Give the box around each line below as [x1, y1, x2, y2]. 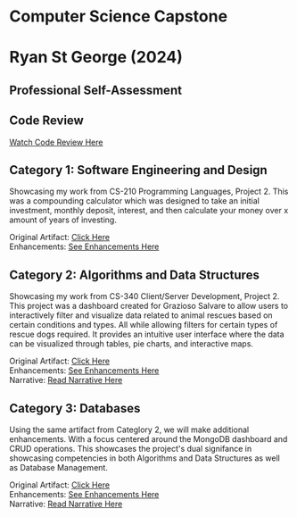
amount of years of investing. [9, 214, 118, 225]
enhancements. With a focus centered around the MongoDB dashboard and [9, 434, 288, 445]
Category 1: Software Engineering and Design [9, 163, 268, 178]
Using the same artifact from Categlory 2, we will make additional [9, 424, 250, 435]
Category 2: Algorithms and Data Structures [9, 267, 260, 282]
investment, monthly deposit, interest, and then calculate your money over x [9, 205, 289, 216]
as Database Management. [9, 463, 109, 473]
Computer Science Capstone [9, 6, 228, 27]
